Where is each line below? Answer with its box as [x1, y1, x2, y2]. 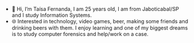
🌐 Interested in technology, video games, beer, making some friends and [11, 18, 188, 24]
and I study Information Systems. [11, 12, 92, 19]
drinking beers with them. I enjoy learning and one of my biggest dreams [11, 24, 188, 31]
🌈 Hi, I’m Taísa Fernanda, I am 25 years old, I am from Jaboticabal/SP [11, 6, 179, 12]
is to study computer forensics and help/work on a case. [11, 31, 149, 37]
